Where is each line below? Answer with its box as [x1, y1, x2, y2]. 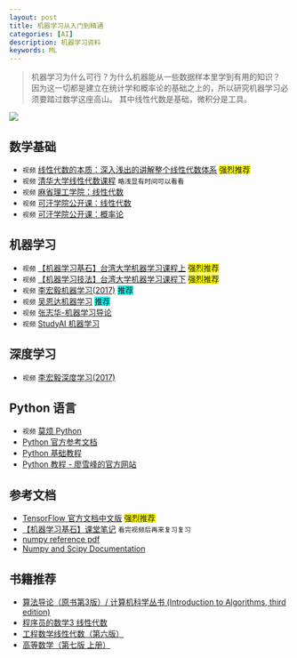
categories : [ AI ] [9, 29, 74, 38]
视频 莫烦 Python [21, 426, 83, 437]
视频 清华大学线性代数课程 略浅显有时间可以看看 [21, 175, 185, 186]
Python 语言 [9, 400, 77, 415]
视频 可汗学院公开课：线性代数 [21, 197, 132, 208]
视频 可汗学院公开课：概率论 [21, 208, 124, 219]
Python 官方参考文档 [21, 437, 98, 447]
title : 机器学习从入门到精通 [9, 21, 104, 30]
